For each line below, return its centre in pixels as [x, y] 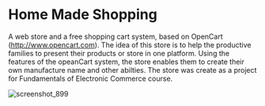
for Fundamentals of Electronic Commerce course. [91, 78]
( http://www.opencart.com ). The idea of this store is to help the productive [130, 44]
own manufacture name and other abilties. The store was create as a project [132, 70]
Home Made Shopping [83, 15]
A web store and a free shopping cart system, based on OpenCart [115, 36]
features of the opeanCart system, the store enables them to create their [127, 62]
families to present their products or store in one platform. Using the [119, 53]
